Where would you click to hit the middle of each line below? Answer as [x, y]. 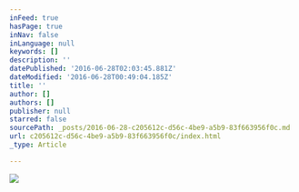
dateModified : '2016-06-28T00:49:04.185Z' [91, 77]
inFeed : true [34, 18]
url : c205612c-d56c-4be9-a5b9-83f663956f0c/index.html [115, 136]
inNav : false [34, 35]
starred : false [38, 119]
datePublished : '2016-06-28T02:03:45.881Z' [93, 69]
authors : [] [32, 102]
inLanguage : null [42, 43]
